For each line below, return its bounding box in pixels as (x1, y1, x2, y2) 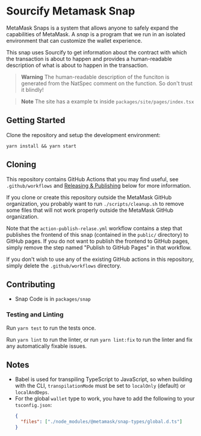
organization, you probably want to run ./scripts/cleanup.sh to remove (6, 200, 185, 207)
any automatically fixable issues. (6, 342, 87, 350)
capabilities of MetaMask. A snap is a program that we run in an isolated (6, 30, 185, 37)
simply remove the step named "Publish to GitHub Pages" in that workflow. (6, 243, 191, 251)
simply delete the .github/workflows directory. (6, 261, 122, 269)
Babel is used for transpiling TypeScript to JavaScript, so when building (14, 376, 193, 383)
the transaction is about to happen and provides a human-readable (6, 55, 173, 62)
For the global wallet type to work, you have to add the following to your (14, 395, 195, 402)
